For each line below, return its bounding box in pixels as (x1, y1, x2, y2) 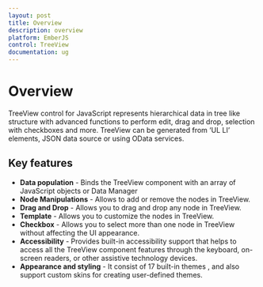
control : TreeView (8, 41, 69, 49)
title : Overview (8, 19, 62, 27)
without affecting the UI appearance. (19, 228, 140, 237)
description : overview (8, 26, 83, 34)
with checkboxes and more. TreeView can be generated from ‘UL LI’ (8, 125, 231, 134)
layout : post (8, 11, 51, 20)
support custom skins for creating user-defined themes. (19, 270, 204, 279)
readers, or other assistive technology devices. (44, 253, 198, 262)
